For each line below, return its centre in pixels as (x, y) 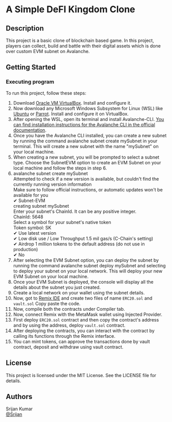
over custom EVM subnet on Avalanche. (48, 51)
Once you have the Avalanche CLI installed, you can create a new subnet (90, 135)
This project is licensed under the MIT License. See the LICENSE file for (81, 375)
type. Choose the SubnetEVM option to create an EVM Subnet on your (87, 162)
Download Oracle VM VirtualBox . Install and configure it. (72, 103)
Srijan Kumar (19, 409)
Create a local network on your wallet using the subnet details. (79, 292)
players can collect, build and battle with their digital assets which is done (83, 46)
